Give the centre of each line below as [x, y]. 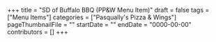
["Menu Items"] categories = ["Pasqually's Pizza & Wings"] [92, 17]
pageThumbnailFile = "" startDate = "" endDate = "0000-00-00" [99, 24]
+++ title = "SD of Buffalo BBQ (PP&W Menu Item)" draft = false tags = [108, 10]
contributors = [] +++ [38, 32]
